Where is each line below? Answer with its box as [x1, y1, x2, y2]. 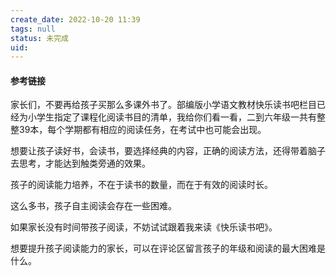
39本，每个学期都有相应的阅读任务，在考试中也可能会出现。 [18, 124, 267, 136]
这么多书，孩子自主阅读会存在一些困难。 [10, 200, 177, 212]
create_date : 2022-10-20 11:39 [10, 14, 141, 25]
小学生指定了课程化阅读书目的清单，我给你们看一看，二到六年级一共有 [27, 111, 317, 123]
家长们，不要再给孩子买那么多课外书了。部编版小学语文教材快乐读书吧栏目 [10, 99, 317, 111]
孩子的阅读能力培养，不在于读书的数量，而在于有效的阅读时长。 [10, 179, 273, 191]
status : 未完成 [10, 33, 69, 43]
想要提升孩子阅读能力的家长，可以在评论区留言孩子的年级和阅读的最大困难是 [10, 242, 326, 255]
